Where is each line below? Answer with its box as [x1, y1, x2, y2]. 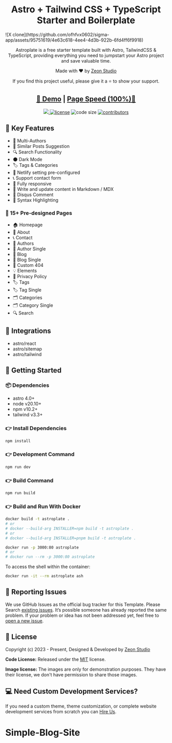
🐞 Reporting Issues [5, 588, 67, 596]
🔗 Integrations [5, 327, 51, 336]
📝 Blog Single [12, 257, 41, 263]
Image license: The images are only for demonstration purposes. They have [5, 666, 166, 672]
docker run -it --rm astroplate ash [5, 574, 83, 579]
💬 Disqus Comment [12, 191, 54, 198]
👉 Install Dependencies [5, 425, 67, 432]
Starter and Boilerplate [36, 14, 136, 26]
